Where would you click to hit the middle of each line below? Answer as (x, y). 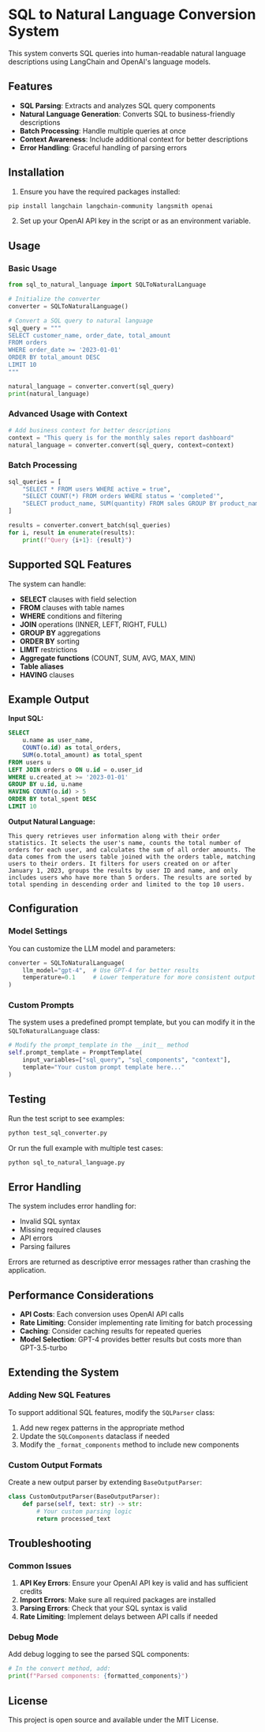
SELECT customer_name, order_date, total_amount (90, 335)
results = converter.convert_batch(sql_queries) (90, 526)
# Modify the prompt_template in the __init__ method (99, 1045)
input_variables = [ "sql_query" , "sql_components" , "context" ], (127, 1060)
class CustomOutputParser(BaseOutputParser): (84, 1496)
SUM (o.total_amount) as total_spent (83, 755)
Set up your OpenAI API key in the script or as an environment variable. (135, 221)
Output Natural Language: (52, 821)
